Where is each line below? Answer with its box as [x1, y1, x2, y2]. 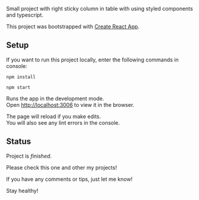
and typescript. [6, 11, 43, 19]
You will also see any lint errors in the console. [6, 119, 120, 126]
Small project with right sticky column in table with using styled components [6, 5, 194, 12]
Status [6, 137, 32, 147]
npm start [6, 84, 31, 90]
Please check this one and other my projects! [6, 164, 117, 171]
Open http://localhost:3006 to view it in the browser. [6, 101, 135, 108]
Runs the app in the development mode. [6, 95, 104, 102]
